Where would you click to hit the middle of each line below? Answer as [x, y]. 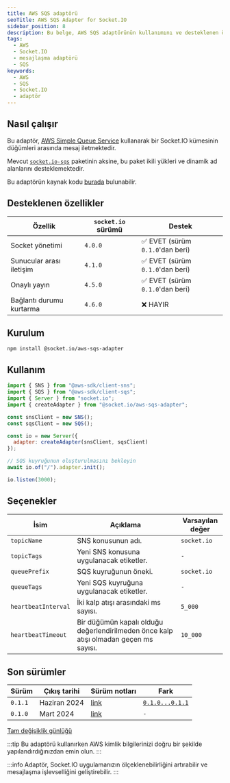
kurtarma [25, 309]
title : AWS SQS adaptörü [42, 13]
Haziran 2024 [62, 703]
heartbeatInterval [40, 606]
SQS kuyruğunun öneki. [115, 571]
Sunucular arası [36, 261]
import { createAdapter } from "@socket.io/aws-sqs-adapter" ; [98, 405]
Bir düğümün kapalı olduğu [120, 622]
